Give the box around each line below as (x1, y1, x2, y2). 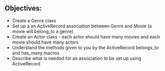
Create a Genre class (12, 17, 56, 23)
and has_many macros (12, 50, 59, 56)
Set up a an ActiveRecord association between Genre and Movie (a (12, 23, 152, 29)
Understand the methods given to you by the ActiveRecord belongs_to (12, 44, 159, 50)
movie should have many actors (12, 39, 79, 45)
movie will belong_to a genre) (12, 28, 74, 34)
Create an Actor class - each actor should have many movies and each (12, 33, 160, 40)
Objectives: (5, 4, 42, 13)
